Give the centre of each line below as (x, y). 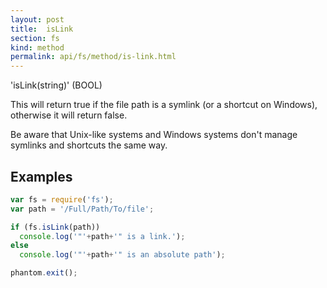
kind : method (37, 47)
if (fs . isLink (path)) (55, 227)
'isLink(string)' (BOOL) (56, 85)
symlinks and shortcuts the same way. (89, 145)
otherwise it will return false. (69, 115)
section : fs (35, 38)
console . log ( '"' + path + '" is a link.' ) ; (102, 236)
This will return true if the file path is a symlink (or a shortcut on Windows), (164, 105)
